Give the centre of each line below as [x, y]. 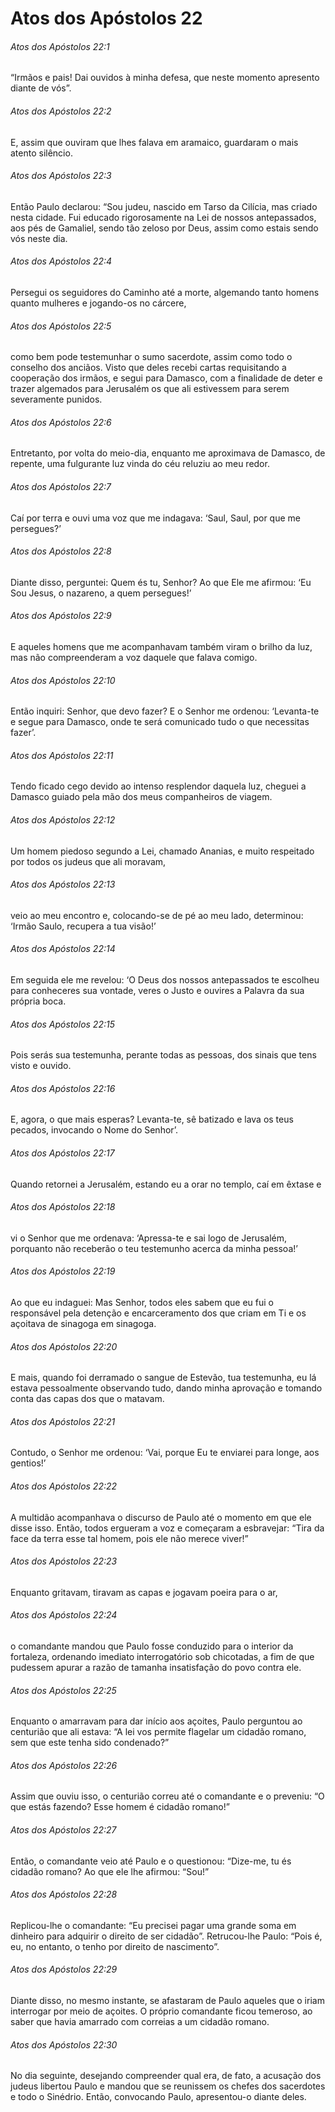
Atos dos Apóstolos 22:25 [63, 1690]
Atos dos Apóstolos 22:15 [62, 1024]
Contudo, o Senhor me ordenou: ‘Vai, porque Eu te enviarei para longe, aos [165, 1453]
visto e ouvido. [41, 1066]
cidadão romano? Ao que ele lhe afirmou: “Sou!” [110, 1871]
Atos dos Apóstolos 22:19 [63, 1271]
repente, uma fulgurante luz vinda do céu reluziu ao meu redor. [140, 464]
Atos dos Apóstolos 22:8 [61, 551]
